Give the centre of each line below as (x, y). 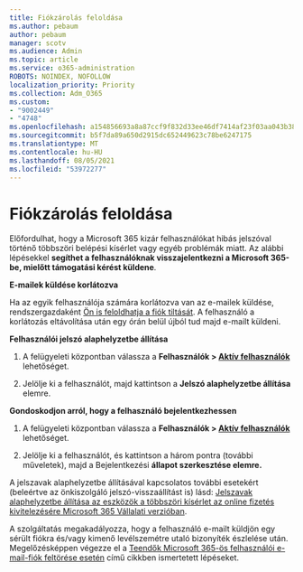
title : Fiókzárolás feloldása (66, 18)
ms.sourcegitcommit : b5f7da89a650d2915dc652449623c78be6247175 (131, 136)
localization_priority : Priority (72, 85)
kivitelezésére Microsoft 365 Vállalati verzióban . (98, 511)
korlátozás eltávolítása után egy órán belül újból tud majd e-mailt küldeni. (145, 322)
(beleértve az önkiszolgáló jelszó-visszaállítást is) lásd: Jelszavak (131, 492)
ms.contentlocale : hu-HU (56, 152)
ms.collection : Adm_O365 (56, 93)
